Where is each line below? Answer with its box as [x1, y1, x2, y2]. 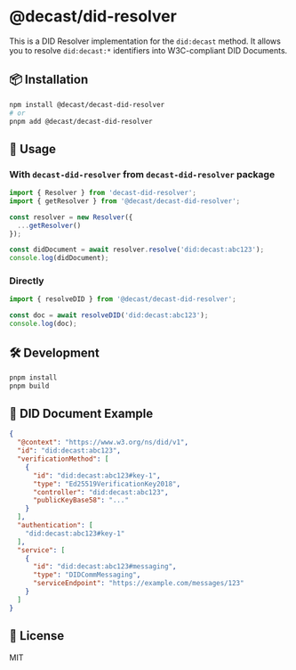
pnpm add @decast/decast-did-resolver [9, 117, 153, 126]
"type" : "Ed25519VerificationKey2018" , [32, 479, 180, 488]
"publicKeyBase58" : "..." [32, 496, 129, 505]
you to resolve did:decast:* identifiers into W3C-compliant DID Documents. [9, 45, 288, 55]
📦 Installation [9, 72, 89, 87]
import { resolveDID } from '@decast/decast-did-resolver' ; [9, 295, 237, 304]
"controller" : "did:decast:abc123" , [32, 487, 169, 496]
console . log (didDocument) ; [9, 254, 109, 263]
